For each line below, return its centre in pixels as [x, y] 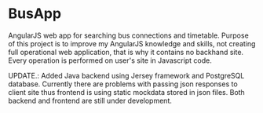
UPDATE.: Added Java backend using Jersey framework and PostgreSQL [126, 75]
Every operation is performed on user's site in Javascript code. [110, 60]
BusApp [35, 14]
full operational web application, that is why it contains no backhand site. [126, 52]
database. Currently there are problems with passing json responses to [123, 84]
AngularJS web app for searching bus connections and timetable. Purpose [128, 35]
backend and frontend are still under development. [90, 100]
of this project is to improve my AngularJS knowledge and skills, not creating [132, 43]
